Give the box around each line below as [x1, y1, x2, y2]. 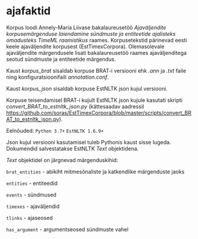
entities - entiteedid [6, 179, 58, 187]
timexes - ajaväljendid [6, 203, 60, 210]
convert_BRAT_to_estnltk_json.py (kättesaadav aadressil [6, 103, 144, 110]
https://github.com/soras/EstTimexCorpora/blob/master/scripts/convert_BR [6, 109, 192, 116]
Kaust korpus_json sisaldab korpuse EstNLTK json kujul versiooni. [6, 85, 168, 92]
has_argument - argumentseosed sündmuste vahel [6, 225, 129, 233]
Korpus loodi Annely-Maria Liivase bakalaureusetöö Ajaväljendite [6, 24, 166, 31]
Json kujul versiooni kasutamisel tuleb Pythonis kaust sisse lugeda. [6, 138, 171, 145]
